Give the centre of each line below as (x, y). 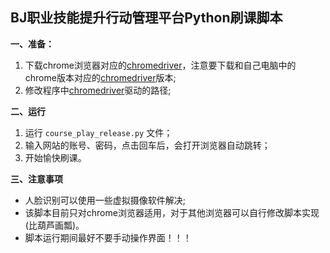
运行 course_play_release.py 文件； (98, 132)
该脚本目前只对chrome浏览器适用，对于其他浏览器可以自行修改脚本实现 (172, 212)
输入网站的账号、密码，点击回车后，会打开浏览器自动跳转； (147, 145)
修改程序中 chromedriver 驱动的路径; (98, 90)
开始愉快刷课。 (55, 157)
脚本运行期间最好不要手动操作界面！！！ (108, 237)
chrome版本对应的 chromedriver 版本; (100, 77)
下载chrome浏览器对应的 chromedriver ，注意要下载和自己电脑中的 (160, 65)
